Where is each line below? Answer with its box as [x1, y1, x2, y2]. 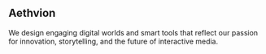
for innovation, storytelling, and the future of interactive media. [8, 36, 219, 46]
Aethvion [8, 6, 56, 20]
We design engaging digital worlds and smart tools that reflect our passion [8, 27, 259, 37]
